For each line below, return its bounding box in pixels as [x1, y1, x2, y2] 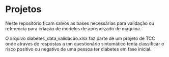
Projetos [5, 4, 42, 15]
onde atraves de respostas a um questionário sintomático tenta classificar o [5, 40, 164, 46]
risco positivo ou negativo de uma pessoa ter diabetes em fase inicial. [5, 46, 152, 52]
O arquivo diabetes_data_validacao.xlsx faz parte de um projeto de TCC [5, 35, 155, 41]
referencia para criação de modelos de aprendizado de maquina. [5, 25, 142, 31]
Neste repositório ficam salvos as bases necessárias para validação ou [5, 20, 154, 26]
